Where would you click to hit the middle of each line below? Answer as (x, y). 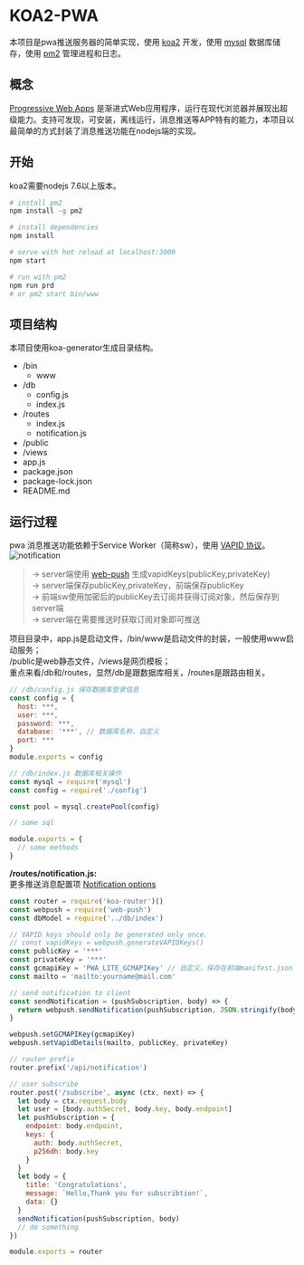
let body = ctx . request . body (72, 1101)
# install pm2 (36, 203)
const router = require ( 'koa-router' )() (87, 901)
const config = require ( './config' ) (78, 790)
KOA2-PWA (54, 16)
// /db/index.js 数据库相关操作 (66, 773)
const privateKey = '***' (58, 960)
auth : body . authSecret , (78, 1143)
